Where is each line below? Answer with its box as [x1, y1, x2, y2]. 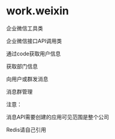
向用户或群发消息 [6, 75, 49, 82]
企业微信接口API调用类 [6, 37, 62, 44]
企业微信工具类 [6, 24, 43, 32]
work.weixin [6, 4, 69, 18]
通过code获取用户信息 [6, 50, 61, 57]
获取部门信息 [6, 63, 38, 70]
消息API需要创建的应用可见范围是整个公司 [6, 113, 110, 121]
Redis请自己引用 [6, 126, 47, 133]
